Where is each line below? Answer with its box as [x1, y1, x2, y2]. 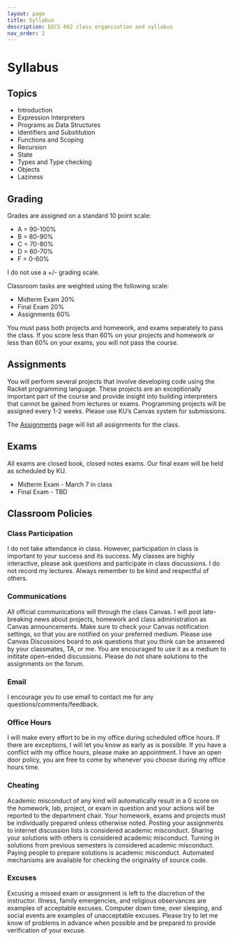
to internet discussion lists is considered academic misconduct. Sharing [7, 826, 214, 834]
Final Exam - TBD [17, 487, 68, 496]
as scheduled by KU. [7, 466, 67, 475]
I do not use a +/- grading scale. [7, 268, 100, 276]
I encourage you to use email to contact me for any [7, 692, 154, 701]
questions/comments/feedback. [7, 699, 99, 709]
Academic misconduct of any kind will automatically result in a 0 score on [7, 796, 219, 805]
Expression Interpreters [17, 113, 85, 122]
